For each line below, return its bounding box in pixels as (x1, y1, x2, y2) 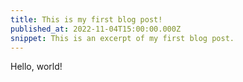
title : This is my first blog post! (10, 14, 163, 25)
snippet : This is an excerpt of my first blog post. (10, 33, 235, 43)
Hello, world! (10, 61, 63, 73)
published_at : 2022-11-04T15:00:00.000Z (10, 24, 182, 34)
